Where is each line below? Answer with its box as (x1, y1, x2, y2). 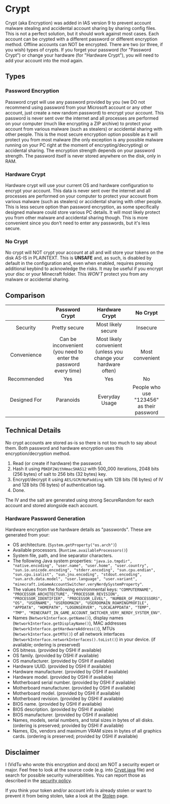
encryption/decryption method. (5, 450, 71, 456)
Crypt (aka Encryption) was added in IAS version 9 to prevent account (5, 20, 151, 26)
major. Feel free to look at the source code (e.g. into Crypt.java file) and (5, 767, 154, 773)
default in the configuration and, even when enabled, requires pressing (5, 260, 153, 266)
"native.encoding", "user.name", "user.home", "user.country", (12, 563, 149, 568)
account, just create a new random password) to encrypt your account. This (5, 109, 164, 116)
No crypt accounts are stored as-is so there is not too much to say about (5, 439, 157, 446)
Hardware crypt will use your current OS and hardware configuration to (5, 182, 154, 188)
